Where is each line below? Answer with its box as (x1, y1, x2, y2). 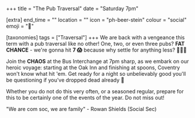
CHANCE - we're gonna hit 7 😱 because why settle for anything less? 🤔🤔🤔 (6, 46, 187, 53)
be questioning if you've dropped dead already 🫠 (6, 76, 125, 83)
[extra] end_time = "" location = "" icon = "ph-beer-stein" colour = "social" (6, 16, 187, 23)
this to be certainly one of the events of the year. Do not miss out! (6, 94, 164, 101)
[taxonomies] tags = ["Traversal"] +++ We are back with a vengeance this (6, 34, 185, 41)
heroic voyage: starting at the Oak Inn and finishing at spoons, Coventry (6, 64, 180, 71)
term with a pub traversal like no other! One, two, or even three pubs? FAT (6, 41, 185, 47)
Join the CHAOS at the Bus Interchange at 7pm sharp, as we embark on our (6, 58, 189, 65)
